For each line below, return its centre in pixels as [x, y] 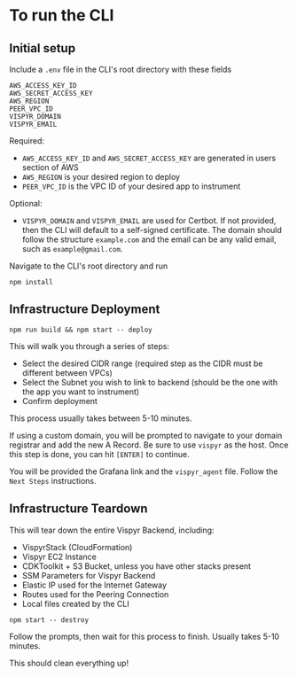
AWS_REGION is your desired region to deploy [101, 177]
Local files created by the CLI [76, 603]
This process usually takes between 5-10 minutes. [101, 418]
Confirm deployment [59, 401]
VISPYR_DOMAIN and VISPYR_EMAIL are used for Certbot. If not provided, [149, 221]
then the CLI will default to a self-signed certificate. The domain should [152, 230]
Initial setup [43, 48]
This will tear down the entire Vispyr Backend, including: [112, 530]
